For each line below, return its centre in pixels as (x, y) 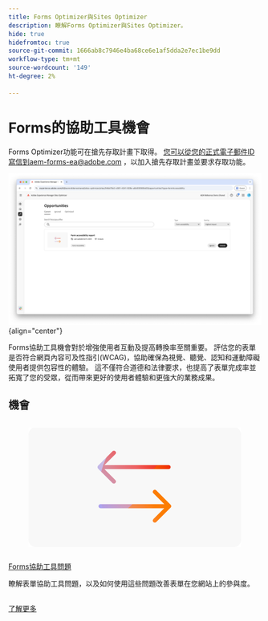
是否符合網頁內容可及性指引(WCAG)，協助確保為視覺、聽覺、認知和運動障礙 (134, 357)
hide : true (26, 34)
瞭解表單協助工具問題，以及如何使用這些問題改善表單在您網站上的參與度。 (131, 584)
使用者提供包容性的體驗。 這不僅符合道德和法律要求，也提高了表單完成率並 (132, 367)
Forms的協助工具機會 (79, 128)
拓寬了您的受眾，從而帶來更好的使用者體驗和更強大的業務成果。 (114, 377)
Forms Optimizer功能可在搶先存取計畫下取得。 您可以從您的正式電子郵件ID (132, 152)
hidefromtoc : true (39, 43)
